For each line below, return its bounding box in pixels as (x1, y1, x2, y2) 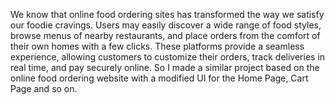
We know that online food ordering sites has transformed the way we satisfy (10, 9, 325, 20)
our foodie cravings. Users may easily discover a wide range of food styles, (10, 19, 322, 31)
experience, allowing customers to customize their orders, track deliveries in (10, 51, 326, 63)
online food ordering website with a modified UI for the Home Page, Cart (10, 72, 309, 84)
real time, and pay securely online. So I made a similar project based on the (10, 62, 320, 73)
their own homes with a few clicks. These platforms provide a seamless (10, 40, 305, 52)
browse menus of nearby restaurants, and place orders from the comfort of (10, 30, 321, 41)
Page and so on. (10, 83, 78, 94)
